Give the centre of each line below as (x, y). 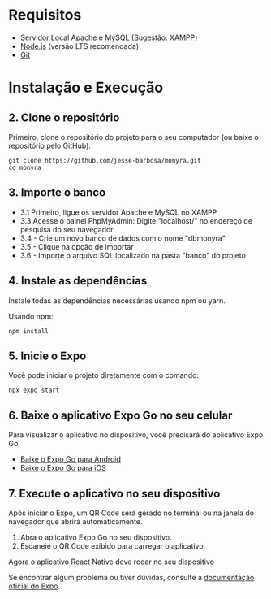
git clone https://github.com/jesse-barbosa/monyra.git (105, 160)
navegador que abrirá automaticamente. (75, 521)
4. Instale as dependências (78, 281)
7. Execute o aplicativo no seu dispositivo (114, 493)
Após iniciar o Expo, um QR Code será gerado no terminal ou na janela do (131, 513)
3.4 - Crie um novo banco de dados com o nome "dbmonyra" (123, 238)
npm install (28, 331)
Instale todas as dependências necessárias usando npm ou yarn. (117, 300)
